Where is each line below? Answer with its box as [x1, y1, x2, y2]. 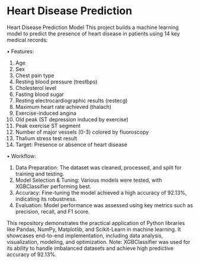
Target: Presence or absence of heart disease [15, 141, 128, 148]
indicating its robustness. [15, 195, 77, 202]
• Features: [7, 47, 34, 54]
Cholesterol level [15, 84, 57, 91]
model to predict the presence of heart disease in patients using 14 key [7, 30, 180, 37]
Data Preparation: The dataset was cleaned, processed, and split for [15, 164, 182, 171]
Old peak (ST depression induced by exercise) [15, 115, 129, 123]
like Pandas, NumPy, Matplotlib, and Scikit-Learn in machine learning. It [7, 226, 181, 233]
